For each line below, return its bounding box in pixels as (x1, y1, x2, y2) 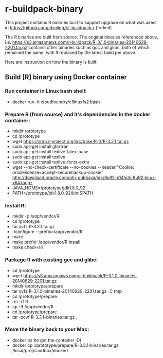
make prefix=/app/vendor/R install (12, 239, 81, 245)
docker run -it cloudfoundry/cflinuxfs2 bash (12, 99, 100, 105)
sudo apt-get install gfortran (12, 143, 69, 149)
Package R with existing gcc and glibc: (5, 256, 98, 263)
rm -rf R (12, 298, 28, 304)
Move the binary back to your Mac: (5, 326, 89, 333)
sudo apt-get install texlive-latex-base (12, 148, 89, 154)
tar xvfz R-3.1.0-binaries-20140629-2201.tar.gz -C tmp (12, 288, 122, 294)
